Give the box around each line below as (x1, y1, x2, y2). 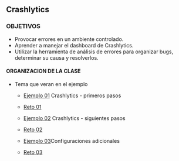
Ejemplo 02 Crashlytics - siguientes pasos (23, 114, 126, 122)
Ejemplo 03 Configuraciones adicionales (23, 137, 120, 144)
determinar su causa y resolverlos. (14, 54, 99, 61)
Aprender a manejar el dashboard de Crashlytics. (14, 42, 134, 49)
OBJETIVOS (6, 22, 41, 30)
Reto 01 (23, 103, 42, 110)
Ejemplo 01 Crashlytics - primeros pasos (23, 92, 121, 99)
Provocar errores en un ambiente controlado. (14, 35, 124, 43)
